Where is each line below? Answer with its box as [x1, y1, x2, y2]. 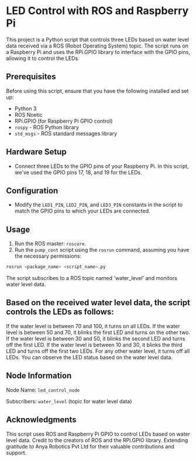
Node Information [6, 371, 72, 381]
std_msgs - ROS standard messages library [14, 130, 118, 137]
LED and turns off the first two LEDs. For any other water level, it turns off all [6, 348, 190, 355]
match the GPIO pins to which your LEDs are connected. [14, 207, 150, 215]
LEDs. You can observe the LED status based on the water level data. [6, 353, 173, 360]
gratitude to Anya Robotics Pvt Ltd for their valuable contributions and [6, 443, 174, 450]
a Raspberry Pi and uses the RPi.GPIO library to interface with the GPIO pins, [6, 48, 190, 55]
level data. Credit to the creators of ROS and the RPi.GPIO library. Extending [6, 436, 188, 444]
